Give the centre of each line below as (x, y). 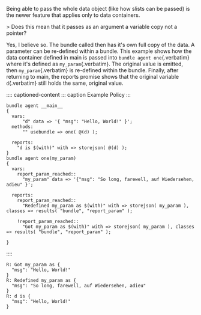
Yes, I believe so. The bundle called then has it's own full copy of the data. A (100, 45)
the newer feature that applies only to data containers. (73, 15)
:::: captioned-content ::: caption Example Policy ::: (68, 95)
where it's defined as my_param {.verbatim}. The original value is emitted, (95, 64)
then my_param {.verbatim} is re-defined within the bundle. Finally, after (92, 70)
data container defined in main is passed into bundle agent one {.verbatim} (98, 57)
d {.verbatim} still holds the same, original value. (65, 83)
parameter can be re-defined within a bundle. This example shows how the (99, 51)
